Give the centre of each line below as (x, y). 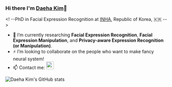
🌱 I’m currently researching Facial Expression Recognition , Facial (83, 35)
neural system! (28, 59)
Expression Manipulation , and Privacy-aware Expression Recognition (88, 40)
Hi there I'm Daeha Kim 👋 (36, 8)
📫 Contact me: (29, 68)
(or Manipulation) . (32, 46)
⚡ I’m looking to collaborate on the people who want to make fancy (83, 52)
